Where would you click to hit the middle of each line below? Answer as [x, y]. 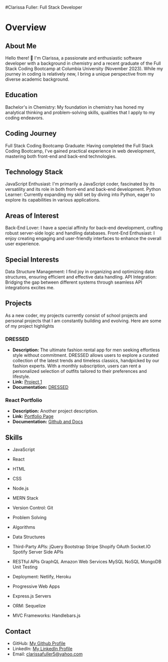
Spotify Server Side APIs [38, 552]
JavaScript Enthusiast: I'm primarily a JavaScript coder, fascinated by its [80, 184]
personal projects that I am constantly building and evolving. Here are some [83, 321]
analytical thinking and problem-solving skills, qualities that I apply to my [80, 112]
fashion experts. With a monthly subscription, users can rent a [77, 366]
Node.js [21, 489]
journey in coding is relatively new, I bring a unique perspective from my [80, 74]
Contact [18, 631]
